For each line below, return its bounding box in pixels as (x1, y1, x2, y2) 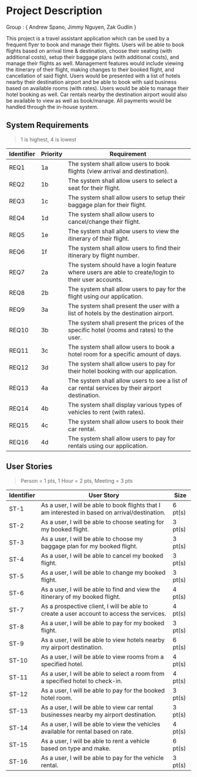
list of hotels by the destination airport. (68, 309, 174, 317)
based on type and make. (40, 744, 111, 752)
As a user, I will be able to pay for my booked (40, 619, 165, 627)
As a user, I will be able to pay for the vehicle (40, 754, 164, 762)
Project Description (6, 4, 103, 18)
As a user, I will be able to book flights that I (40, 501, 161, 509)
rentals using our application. (68, 441, 148, 449)
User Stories (6, 462, 53, 472)
